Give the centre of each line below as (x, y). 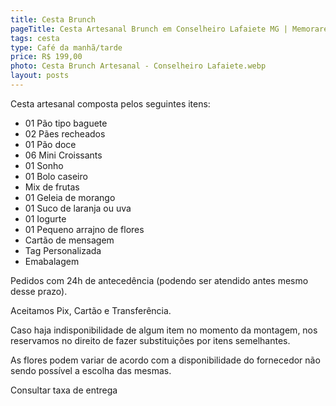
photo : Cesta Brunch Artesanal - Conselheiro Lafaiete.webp (138, 66)
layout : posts (40, 76)
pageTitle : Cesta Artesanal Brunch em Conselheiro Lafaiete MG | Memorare (169, 29)
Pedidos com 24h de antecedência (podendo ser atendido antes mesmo (159, 280)
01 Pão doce (50, 144)
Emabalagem (52, 261)
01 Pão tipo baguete (66, 123)
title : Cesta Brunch (53, 19)
